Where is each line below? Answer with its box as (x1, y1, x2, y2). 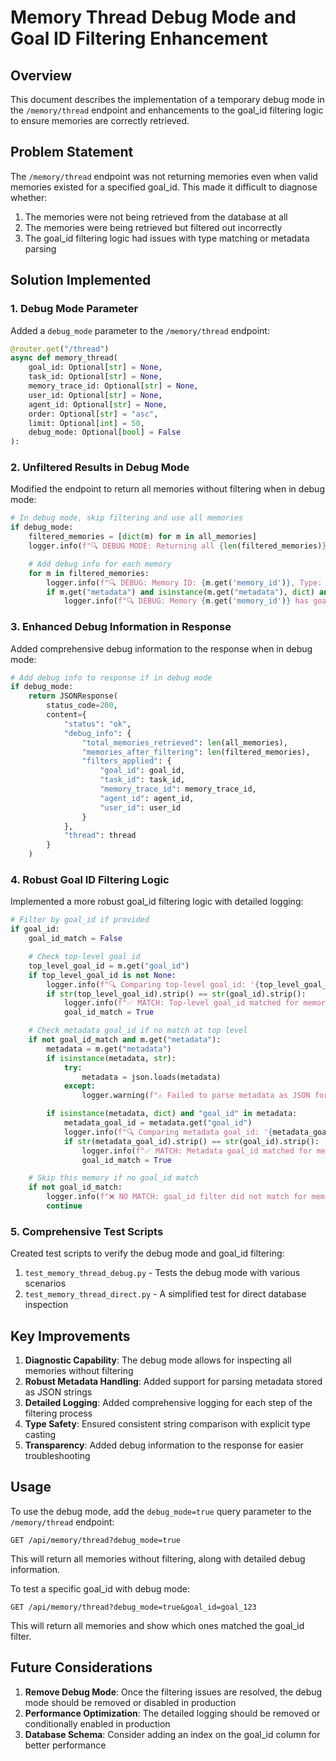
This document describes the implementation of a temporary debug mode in (10, 94, 325, 105)
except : (63, 1081, 97, 1091)
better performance (24, 1739, 107, 1751)
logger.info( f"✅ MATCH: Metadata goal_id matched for (81, 1146, 313, 1156)
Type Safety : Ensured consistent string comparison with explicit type (24, 1418, 311, 1430)
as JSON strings (24, 1386, 93, 1398)
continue (46, 1201, 83, 1211)
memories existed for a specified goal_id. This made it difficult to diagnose (10, 181, 318, 193)
